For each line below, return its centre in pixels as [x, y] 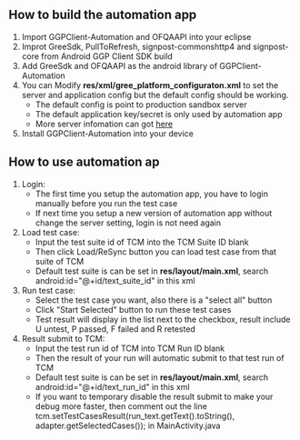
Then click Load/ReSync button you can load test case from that [155, 251]
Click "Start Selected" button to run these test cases [133, 309]
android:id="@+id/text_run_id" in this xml [112, 386]
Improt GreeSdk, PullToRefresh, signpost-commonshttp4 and [136, 46]
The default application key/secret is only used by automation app [159, 114]
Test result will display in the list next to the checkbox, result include [163, 319]
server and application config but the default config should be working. [155, 95]
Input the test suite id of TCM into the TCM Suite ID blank [142, 242]
